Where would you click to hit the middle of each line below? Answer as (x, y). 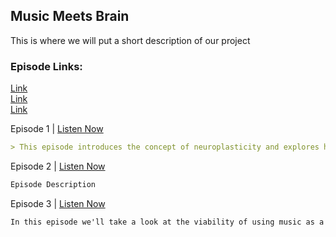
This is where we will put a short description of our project (130, 40)
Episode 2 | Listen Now (58, 166)
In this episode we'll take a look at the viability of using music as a (167, 222)
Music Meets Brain (70, 16)
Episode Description (53, 184)
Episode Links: (46, 66)
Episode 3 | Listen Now (58, 203)
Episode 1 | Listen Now (57, 129)
